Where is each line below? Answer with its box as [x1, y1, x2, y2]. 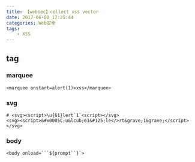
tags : [6, 25, 20, 32]
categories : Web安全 [6, 20, 56, 26]
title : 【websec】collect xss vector [6, 8, 99, 15]
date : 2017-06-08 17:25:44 [6, 14, 74, 20]
